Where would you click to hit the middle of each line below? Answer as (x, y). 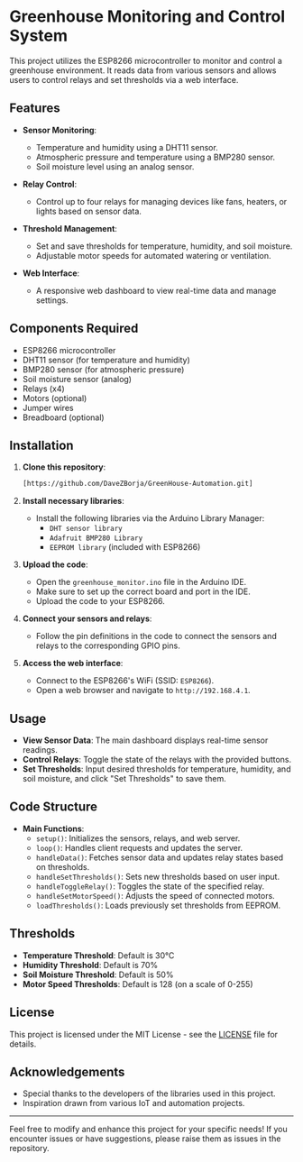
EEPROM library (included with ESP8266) (125, 547)
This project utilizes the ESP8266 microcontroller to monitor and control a (146, 60)
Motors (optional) (55, 398)
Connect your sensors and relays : (87, 618)
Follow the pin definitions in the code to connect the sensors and (156, 636)
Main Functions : (53, 828)
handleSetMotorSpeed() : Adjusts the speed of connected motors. (155, 895)
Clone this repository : (64, 467)
